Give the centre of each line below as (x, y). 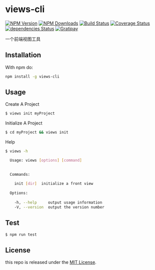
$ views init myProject (30, 114)
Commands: (20, 174)
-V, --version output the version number (59, 207)
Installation (23, 55)
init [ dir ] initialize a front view (54, 184)
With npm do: (19, 67)
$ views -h (17, 151)
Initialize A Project (24, 123)
